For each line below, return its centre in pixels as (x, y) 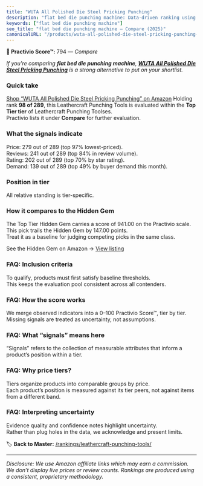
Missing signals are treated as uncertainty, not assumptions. (81, 319)
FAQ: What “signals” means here (56, 335)
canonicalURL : (24, 35)
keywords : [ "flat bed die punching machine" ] (64, 23)
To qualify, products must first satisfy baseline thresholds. (79, 278)
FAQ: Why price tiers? (39, 370)
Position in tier (28, 182)
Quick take (22, 85)
